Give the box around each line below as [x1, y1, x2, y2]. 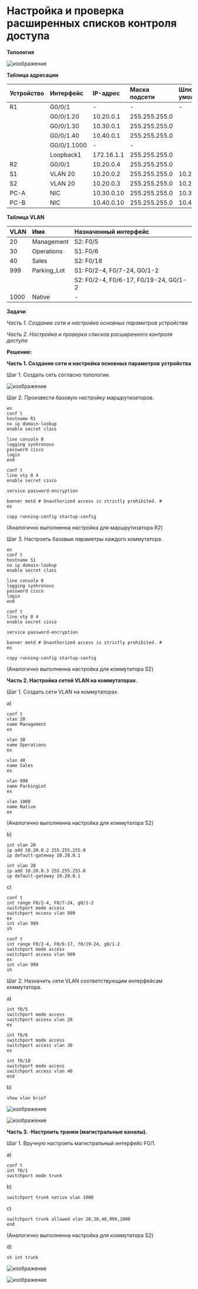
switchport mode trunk [6, 1172, 62, 1179]
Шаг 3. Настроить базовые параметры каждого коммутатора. [6, 535, 163, 543]
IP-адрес [92, 89, 120, 97]
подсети [129, 92, 155, 101]
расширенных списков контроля [6, 16, 177, 30]
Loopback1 [49, 150, 82, 158]
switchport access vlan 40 [6, 1068, 73, 1074]
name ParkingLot [6, 783, 46, 789]
